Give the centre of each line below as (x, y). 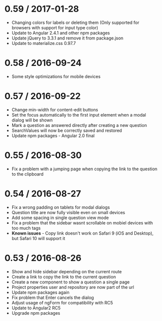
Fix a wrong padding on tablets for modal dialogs (61, 207)
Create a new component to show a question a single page (71, 282)
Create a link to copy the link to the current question (64, 277)
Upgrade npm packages (36, 313)
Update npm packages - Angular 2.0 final (53, 136)
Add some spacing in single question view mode (60, 218)
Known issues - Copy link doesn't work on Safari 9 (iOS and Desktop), (82, 233)
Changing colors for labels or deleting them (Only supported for (75, 22)
